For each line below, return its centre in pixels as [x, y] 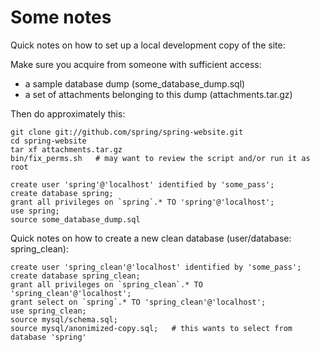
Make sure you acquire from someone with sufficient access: [136, 64]
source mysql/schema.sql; [64, 319]
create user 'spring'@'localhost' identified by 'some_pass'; [142, 184]
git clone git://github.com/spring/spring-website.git [127, 132]
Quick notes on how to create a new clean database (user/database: [151, 238]
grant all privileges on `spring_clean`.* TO [106, 284]
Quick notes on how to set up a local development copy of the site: [148, 45]
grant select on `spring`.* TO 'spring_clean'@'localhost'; [138, 302]
